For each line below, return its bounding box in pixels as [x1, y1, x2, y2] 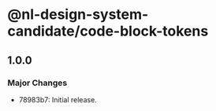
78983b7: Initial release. [18, 94, 98, 104]
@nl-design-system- [7, 6, 149, 24]
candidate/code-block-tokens [7, 22, 209, 40]
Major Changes [7, 77, 68, 88]
